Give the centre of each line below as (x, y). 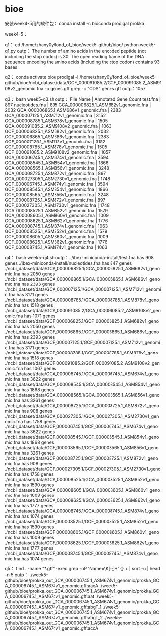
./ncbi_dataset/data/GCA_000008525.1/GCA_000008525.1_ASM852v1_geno (82, 479)
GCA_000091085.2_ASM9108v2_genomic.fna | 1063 (58, 126)
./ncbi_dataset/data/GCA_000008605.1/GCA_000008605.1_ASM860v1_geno (83, 490)
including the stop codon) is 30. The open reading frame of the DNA (75, 56)
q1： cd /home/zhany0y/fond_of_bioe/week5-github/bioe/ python (72, 44)
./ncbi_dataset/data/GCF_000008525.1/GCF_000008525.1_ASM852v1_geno (82, 521)
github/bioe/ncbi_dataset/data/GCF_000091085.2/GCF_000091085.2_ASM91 (83, 82)
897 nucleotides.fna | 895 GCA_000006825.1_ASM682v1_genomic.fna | (78, 105)
